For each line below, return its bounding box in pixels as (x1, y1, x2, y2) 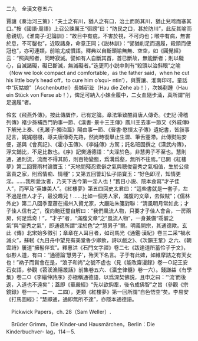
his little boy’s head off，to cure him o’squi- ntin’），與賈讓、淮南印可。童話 (6, 77, 187, 84)
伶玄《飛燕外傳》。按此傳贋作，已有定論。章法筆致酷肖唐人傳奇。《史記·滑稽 (6, 112, 189, 118)
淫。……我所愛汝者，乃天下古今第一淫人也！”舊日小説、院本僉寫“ (6, 178, 164, 185)
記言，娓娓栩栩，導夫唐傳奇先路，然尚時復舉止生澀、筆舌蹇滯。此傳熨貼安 (6, 133, 187, 140)
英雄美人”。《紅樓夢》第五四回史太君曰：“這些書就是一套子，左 (36, 185, 189, 192)
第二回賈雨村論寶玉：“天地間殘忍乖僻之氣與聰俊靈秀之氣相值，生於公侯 (16, 163, 190, 170)
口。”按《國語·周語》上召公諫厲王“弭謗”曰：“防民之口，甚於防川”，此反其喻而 (6, 25, 192, 32)
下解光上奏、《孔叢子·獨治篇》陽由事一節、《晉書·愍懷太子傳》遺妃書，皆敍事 (6, 126, 190, 133)
